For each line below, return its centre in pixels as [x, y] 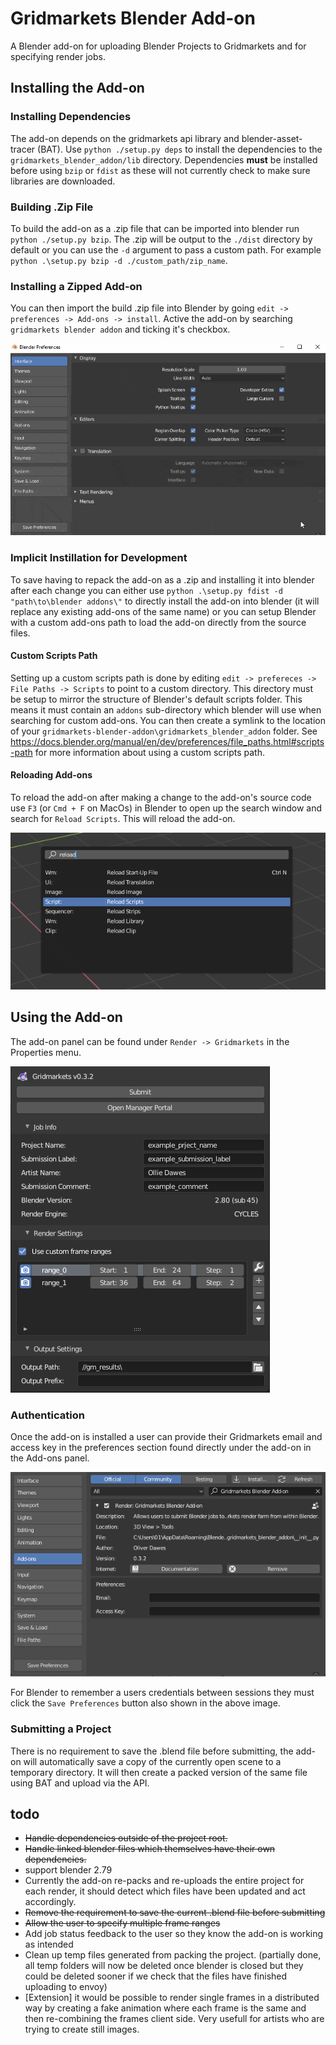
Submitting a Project [61, 1729]
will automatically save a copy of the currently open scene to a [152, 1761]
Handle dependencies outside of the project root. [126, 1838]
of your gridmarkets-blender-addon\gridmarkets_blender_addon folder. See [164, 731]
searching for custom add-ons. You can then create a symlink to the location [168, 720]
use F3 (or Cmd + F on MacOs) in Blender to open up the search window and [166, 808]
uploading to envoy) [66, 1987]
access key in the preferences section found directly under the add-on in [161, 1447]
